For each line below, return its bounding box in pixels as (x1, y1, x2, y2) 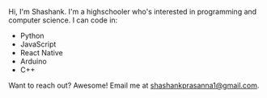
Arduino (19, 56, 47, 66)
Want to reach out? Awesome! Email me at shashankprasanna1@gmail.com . (8, 80, 260, 90)
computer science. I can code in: (8, 15, 118, 25)
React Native (19, 48, 63, 57)
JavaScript (19, 39, 57, 49)
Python (19, 31, 44, 40)
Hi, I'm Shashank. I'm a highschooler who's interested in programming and (8, 7, 257, 16)
